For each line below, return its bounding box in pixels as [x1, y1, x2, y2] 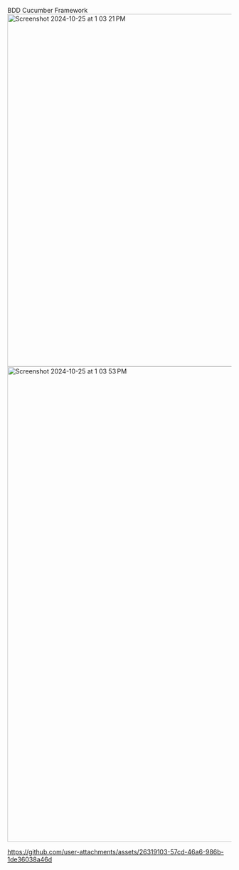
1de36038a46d [7, 855, 53, 864]
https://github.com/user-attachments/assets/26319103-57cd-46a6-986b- [7, 848, 224, 856]
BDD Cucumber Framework [7, 6, 88, 14]
